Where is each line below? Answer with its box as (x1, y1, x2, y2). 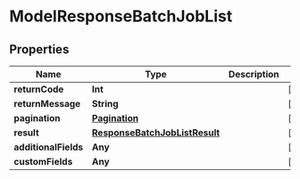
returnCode (13, 83, 64, 95)
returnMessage (13, 98, 81, 110)
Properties (9, 42, 70, 57)
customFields (13, 156, 73, 167)
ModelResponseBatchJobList (9, 6, 233, 27)
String (92, 98, 119, 110)
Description (228, 69, 279, 80)
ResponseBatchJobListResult (92, 126, 221, 139)
